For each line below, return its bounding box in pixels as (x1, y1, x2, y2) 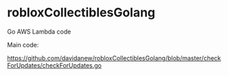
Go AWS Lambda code (7, 27, 71, 36)
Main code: (7, 40, 39, 49)
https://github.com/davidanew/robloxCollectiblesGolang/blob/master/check (7, 53, 221, 62)
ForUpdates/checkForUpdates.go (7, 61, 102, 69)
